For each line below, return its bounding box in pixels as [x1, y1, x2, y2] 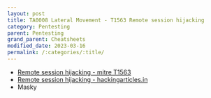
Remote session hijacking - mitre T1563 [17, 67, 131, 76]
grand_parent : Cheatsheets [7, 36, 86, 43]
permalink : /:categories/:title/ [7, 49, 105, 56]
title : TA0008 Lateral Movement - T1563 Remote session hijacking [7, 17, 205, 24]
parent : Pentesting [7, 29, 64, 37]
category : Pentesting [7, 23, 71, 30]
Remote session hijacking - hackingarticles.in [17, 75, 148, 83]
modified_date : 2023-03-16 [7, 42, 86, 49]
